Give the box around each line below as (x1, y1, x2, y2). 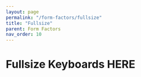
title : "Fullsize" (6, 20, 53, 26)
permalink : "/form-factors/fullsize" (6, 15, 102, 21)
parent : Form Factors (6, 25, 61, 32)
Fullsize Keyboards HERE (6, 58, 135, 72)
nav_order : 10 (6, 32, 42, 38)
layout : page (6, 8, 39, 15)
